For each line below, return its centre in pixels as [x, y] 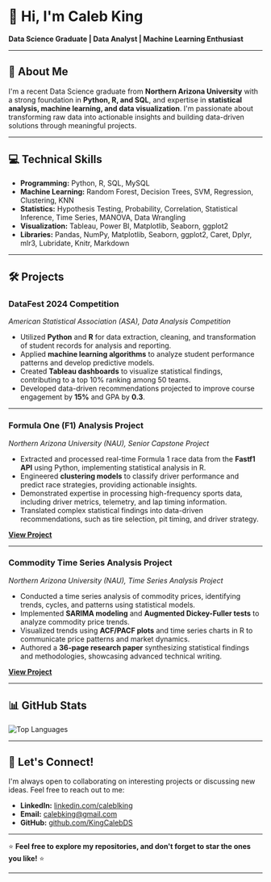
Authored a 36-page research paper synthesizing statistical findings [135, 647]
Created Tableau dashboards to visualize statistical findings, [121, 371]
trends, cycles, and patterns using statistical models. [108, 604]
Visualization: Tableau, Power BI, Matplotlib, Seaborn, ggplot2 [124, 226]
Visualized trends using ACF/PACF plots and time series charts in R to [136, 630]
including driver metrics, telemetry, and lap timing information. [123, 502]
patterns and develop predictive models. [87, 363]
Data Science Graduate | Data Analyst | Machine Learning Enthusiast [126, 39]
